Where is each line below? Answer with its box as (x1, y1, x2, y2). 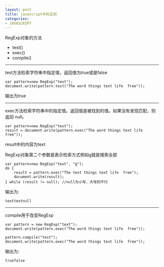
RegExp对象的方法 (5, 35, 42, 41)
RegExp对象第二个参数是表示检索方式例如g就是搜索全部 (5, 152, 117, 158)
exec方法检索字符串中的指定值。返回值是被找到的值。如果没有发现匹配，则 (5, 108, 156, 114)
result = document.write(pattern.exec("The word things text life (5, 128, 143, 133)
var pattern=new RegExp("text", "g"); (5, 162, 84, 167)
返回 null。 (5, 114, 27, 120)
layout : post (5, 7, 32, 12)
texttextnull (5, 199, 32, 203)
